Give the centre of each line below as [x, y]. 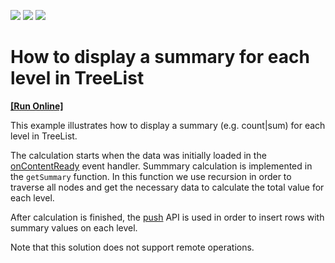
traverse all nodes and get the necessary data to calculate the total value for [167, 187]
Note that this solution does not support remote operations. [132, 247]
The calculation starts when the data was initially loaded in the [138, 155]
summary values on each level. [74, 227]
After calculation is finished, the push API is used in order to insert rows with [167, 217]
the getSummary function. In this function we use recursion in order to [151, 176]
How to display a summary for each [160, 57]
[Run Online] [37, 106]
